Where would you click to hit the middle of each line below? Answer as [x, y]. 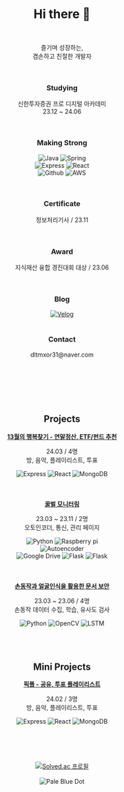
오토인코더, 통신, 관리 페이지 [62, 527]
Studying [62, 88]
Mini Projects [62, 667]
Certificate [62, 204]
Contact [62, 339]
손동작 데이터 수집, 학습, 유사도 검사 [62, 609]
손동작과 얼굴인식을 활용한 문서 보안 [62, 586]
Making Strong [62, 143]
